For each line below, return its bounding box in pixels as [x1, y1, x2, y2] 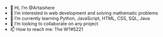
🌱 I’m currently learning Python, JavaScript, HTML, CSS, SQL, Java [10, 15, 150, 21]
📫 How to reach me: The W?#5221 [10, 26, 84, 32]
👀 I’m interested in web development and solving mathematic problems [10, 10, 158, 16]
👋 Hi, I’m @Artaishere [10, 5, 55, 10]
